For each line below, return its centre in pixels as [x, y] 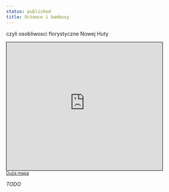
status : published [28, 11]
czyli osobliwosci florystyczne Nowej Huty [57, 33]
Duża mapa [18, 173]
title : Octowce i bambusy [38, 17]
